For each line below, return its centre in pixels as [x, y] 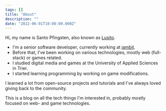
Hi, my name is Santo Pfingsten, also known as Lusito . [60, 38]
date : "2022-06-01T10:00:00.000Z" [41, 24]
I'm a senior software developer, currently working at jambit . [74, 47]
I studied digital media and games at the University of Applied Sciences [85, 63]
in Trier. [20, 68]
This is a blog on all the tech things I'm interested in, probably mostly [75, 98]
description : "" [22, 19]
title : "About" [21, 14]
